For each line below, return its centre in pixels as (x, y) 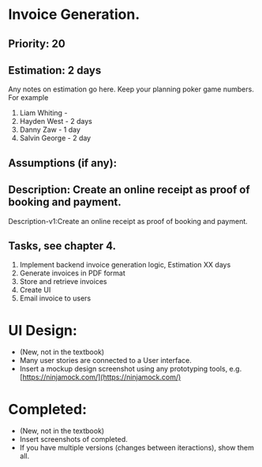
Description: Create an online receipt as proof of (129, 190)
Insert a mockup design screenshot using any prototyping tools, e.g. (131, 369)
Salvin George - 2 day (55, 138)
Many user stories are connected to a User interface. (105, 361)
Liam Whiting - (43, 113)
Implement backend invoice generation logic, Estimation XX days (125, 265)
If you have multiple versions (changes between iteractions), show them (137, 448)
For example (28, 98)
